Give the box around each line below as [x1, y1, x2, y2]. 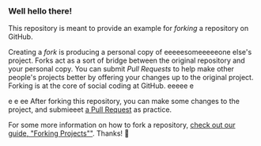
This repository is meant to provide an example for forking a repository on [8, 24, 249, 33]
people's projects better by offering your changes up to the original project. [8, 73, 254, 83]
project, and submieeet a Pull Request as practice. [8, 105, 172, 114]
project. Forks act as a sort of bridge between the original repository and [8, 56, 245, 65]
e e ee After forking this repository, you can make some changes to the [8, 97, 240, 106]
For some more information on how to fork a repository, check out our [8, 121, 236, 130]
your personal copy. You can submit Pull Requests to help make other [8, 64, 235, 74]
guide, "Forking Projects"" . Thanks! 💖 [8, 129, 130, 138]
